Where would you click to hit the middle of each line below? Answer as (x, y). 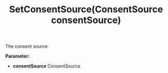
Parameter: (17, 56)
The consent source (26, 46)
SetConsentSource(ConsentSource (86, 9)
